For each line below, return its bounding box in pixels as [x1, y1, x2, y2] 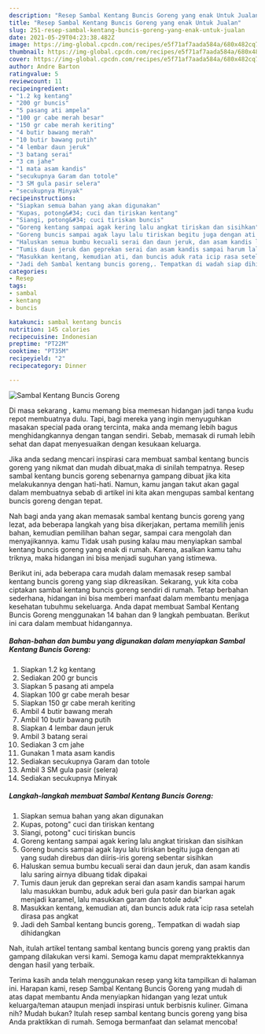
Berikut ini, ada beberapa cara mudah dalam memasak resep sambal [9, 568, 231, 578]
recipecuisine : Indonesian [9, 333, 98, 340]
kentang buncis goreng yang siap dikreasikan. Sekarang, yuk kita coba [9, 576, 238, 586]
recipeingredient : [9, 84, 69, 93]
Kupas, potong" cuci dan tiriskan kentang [20, 819, 155, 829]
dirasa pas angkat [20, 911, 79, 921]
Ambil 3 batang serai [20, 731, 88, 741]
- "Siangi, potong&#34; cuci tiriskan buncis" [9, 216, 164, 224]
